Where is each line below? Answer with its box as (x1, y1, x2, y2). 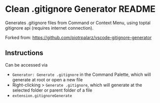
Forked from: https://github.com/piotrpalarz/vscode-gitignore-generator (5, 34, 152, 40)
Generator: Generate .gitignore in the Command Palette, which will (12, 71, 151, 77)
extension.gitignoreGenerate (12, 93, 72, 98)
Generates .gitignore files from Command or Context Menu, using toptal (5, 20, 151, 26)
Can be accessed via (5, 62, 48, 68)
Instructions (5, 49, 43, 57)
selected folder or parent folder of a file (12, 87, 93, 93)
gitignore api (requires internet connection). (5, 25, 94, 31)
